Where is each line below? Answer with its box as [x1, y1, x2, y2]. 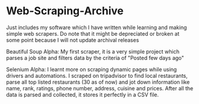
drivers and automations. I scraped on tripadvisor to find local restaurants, [6, 72, 188, 79]
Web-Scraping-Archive [6, 4, 124, 18]
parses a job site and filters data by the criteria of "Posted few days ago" [6, 54, 184, 61]
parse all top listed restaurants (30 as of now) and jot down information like [6, 78, 190, 86]
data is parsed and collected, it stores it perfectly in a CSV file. [6, 91, 159, 98]
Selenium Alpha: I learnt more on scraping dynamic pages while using [6, 65, 177, 73]
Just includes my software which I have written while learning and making [6, 24, 187, 31]
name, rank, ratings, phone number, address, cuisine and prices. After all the [6, 84, 194, 92]
